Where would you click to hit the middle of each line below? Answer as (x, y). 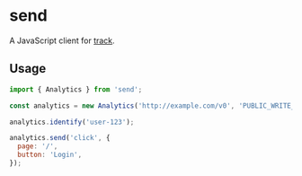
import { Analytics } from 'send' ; (76, 89)
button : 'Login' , (50, 155)
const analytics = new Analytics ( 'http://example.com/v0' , (122, 106)
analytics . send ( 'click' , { (60, 138)
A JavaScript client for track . (62, 40)
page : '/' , (38, 146)
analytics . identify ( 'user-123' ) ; (72, 122)
